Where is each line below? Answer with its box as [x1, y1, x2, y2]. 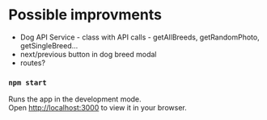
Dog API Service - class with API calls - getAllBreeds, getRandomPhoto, [19, 32, 261, 42]
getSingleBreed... [19, 40, 78, 50]
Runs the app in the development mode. [8, 94, 142, 104]
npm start [8, 78, 47, 87]
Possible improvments [8, 6, 162, 24]
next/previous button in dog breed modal [19, 49, 157, 59]
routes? [19, 58, 46, 68]
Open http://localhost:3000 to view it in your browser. [8, 103, 188, 113]
